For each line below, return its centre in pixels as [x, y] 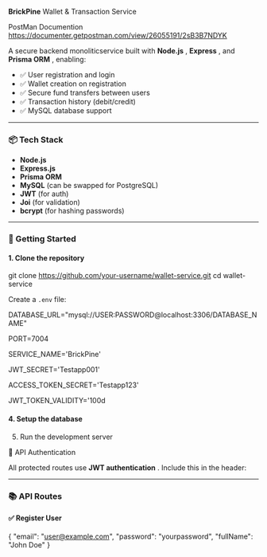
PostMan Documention [46, 27]
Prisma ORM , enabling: [47, 59]
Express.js [37, 169]
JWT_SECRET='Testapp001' [54, 370]
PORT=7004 [29, 339]
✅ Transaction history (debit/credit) [78, 102]
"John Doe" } [29, 544]
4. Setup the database [46, 419]
